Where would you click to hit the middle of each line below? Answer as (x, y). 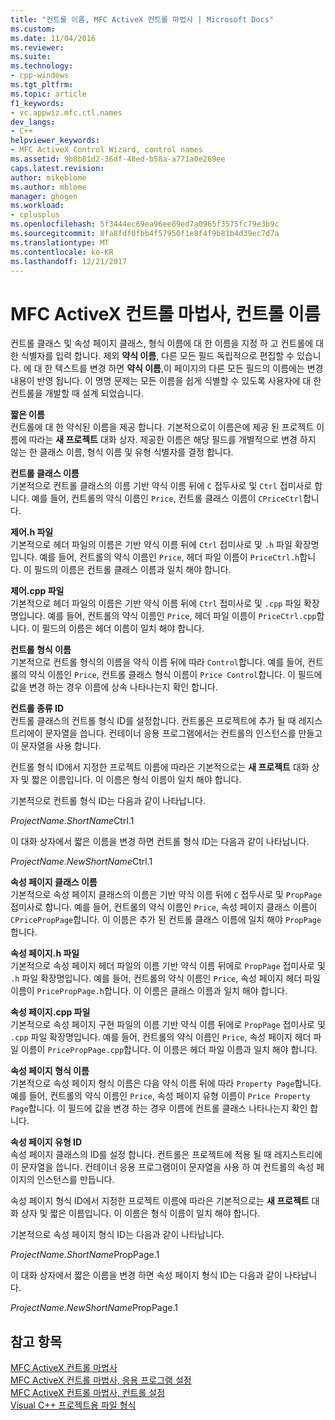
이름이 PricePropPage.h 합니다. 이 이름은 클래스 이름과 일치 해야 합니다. (149, 991)
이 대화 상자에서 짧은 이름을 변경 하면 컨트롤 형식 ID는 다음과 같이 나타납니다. (160, 842)
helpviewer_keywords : (55, 141)
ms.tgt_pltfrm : (42, 85)
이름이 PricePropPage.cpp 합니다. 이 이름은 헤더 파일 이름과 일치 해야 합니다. (169, 1050)
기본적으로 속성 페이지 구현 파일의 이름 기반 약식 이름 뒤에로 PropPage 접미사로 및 (168, 1025)
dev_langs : (33, 122)
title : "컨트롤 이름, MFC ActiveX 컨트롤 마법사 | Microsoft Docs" (142, 19)
